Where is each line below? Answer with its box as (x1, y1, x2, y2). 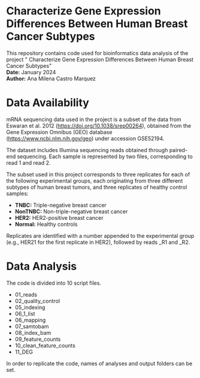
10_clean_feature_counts (14, 341, 76, 349)
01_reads (14, 291, 38, 298)
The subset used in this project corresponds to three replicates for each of (6, 171, 190, 178)
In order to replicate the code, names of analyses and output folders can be (6, 359, 193, 367)
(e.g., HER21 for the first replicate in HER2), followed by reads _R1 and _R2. (6, 238, 190, 246)
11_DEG (14, 348, 34, 355)
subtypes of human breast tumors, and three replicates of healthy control (6, 183, 187, 190)
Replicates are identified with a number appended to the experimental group (6, 232, 195, 239)
